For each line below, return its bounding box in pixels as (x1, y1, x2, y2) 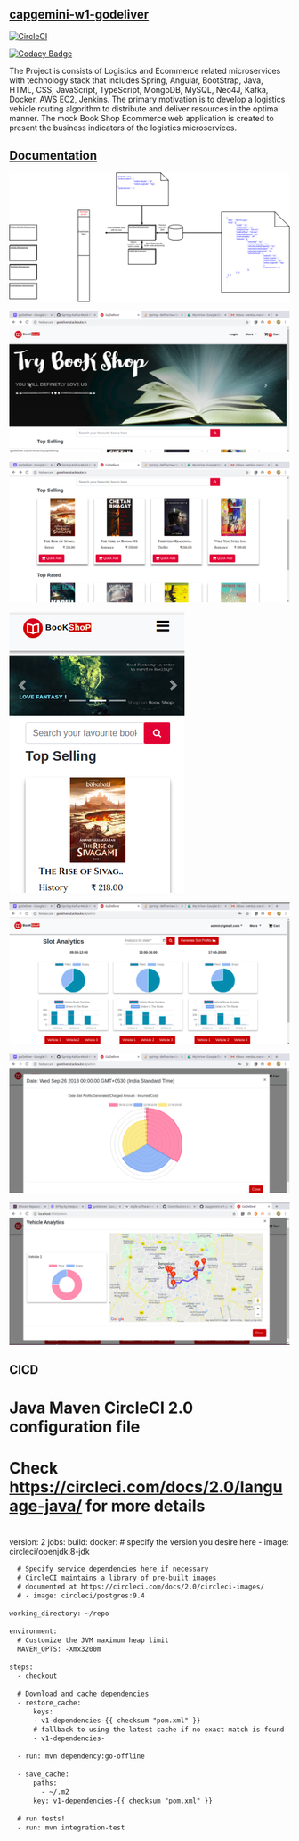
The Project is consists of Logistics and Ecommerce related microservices (9, 65, 281, 76)
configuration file (9, 1417, 141, 1437)
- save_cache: (17, 1770, 69, 1779)
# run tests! (17, 1814, 66, 1823)
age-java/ (9, 1496, 83, 1515)
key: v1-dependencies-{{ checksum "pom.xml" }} (32, 1796, 214, 1805)
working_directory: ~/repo (9, 1609, 109, 1618)
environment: (9, 1627, 58, 1636)
